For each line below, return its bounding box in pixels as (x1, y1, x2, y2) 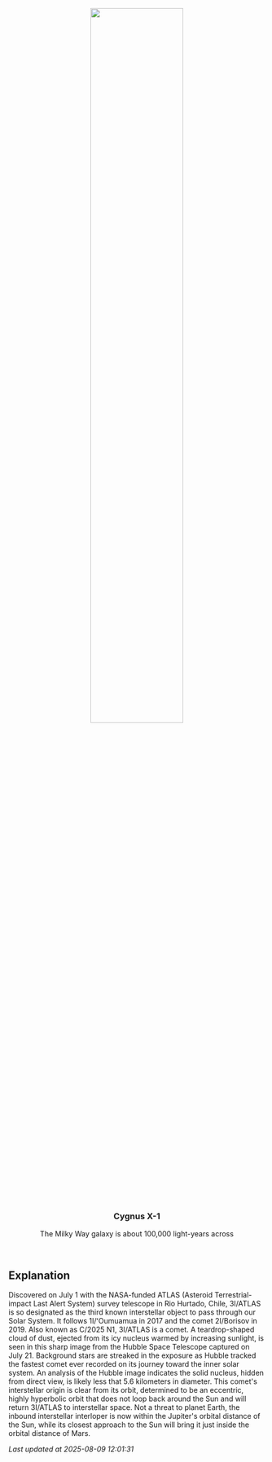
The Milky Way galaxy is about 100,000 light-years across (39, 1229, 235, 1239)
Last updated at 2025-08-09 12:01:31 (8, 1444, 134, 1454)
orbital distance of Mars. (8, 1429, 91, 1438)
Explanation (8, 1268, 71, 1282)
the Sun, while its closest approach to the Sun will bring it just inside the (8, 1420, 250, 1429)
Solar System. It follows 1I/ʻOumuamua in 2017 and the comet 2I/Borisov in (8, 1316, 258, 1326)
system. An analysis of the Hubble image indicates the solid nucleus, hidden (8, 1368, 265, 1378)
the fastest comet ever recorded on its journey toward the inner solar (8, 1359, 240, 1369)
